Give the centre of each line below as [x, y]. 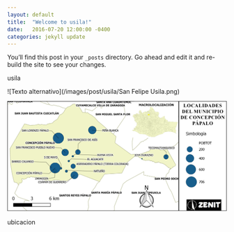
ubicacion [22, 222]
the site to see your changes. [65, 65]
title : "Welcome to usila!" [49, 22]
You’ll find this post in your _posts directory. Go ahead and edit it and [106, 57]
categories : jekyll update [46, 37]
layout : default [31, 15]
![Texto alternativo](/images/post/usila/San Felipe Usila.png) [93, 92]
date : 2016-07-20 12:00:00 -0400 [59, 29]
